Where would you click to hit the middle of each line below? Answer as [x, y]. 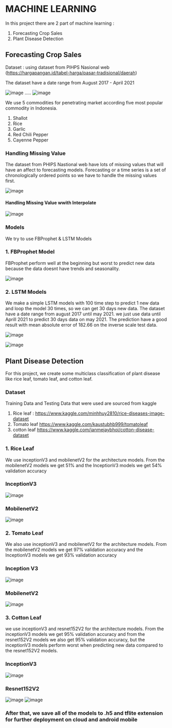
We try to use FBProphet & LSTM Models [49, 238]
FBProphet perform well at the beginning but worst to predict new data [80, 263]
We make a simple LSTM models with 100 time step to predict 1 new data [82, 303]
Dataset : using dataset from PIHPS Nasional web [58, 67]
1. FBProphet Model [30, 252]
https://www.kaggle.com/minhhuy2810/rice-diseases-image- [100, 413]
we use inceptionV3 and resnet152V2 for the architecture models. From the [85, 629]
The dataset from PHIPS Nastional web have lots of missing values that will [84, 165]
